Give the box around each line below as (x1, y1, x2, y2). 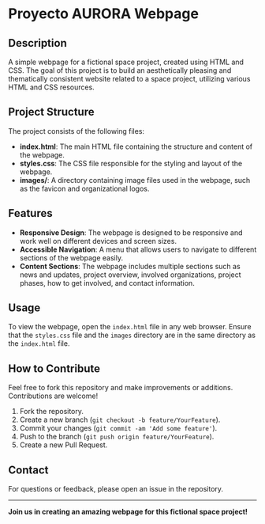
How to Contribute (8, 362, 101, 375)
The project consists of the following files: (8, 126, 144, 135)
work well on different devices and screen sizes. (19, 236, 177, 245)
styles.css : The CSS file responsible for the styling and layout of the (19, 158, 243, 168)
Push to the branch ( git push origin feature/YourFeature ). (19, 432, 215, 442)
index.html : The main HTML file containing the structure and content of (19, 142, 253, 151)
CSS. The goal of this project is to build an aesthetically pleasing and (8, 66, 232, 75)
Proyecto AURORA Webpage (8, 5, 200, 23)
